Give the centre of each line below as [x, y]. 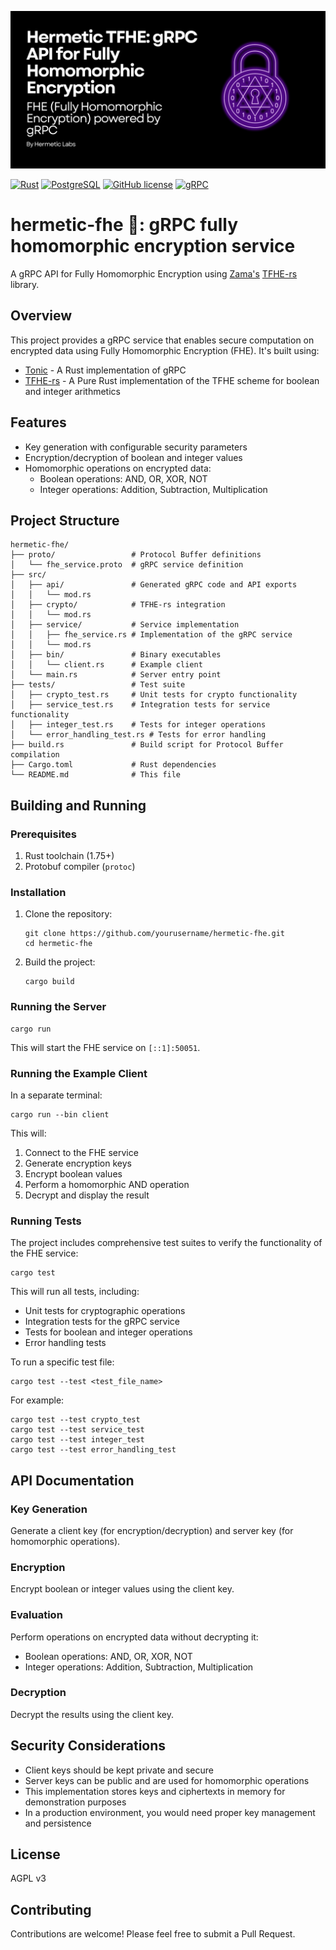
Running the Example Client [79, 1073]
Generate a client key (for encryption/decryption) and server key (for [152, 1530]
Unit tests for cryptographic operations [105, 1311]
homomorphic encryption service [153, 246]
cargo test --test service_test [77, 1430]
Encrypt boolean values [73, 1173]
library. [25, 284]
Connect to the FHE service [81, 1152]
